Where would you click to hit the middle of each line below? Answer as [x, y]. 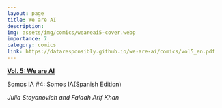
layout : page [26, 13]
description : [26, 26]
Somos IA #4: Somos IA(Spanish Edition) [64, 84]
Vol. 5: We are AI [31, 71]
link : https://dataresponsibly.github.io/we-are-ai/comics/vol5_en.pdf [111, 52]
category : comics [32, 45]
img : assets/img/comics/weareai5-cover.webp [71, 32]
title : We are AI [32, 20]
